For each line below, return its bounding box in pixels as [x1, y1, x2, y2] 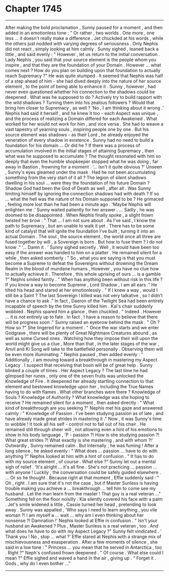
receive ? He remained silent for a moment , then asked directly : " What [5, 399, 154, 406]
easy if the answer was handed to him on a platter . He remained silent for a [5, 249, 162, 255]
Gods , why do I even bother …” [5, 560, 71, 566]
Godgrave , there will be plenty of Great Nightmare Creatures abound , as [5, 330, 157, 336]
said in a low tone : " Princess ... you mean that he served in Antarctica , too [5, 544, 162, 550]
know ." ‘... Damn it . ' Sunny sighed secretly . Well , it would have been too [5, 244, 159, 250]
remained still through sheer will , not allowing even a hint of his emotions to [5, 426, 162, 432]
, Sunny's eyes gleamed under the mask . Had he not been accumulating [5, 169, 156, 175]
